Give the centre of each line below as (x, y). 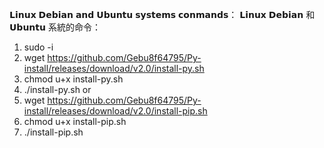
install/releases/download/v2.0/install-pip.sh (115, 111)
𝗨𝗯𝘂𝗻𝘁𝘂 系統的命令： (55, 27)
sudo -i (38, 47)
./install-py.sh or (57, 89)
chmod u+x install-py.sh (73, 79)
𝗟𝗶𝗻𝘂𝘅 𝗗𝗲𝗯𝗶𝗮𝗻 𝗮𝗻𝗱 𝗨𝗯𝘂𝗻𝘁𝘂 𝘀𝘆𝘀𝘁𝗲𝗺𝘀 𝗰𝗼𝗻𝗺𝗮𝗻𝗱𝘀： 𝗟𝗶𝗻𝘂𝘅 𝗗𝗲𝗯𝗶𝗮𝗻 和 (162, 14)
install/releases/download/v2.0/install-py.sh (114, 68)
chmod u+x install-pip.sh (75, 121)
